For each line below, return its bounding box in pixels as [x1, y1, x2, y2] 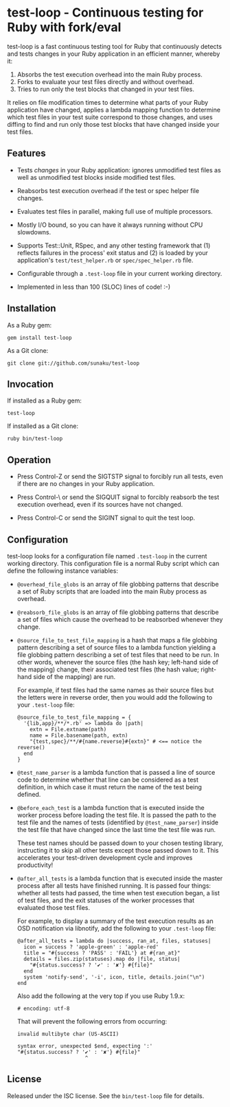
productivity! [16, 861, 54, 869]
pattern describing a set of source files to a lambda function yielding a [16, 643, 216, 651]
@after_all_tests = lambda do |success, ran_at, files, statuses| [16, 937, 211, 944]
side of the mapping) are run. [33, 673, 116, 680]
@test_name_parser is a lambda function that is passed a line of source [16, 769, 216, 776]
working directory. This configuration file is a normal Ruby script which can [7, 560, 220, 567]
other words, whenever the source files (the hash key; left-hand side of [16, 658, 218, 666]
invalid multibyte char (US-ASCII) [16, 1030, 119, 1037]
